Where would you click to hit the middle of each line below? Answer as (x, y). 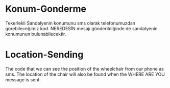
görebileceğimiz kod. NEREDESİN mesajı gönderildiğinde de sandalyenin (81, 28)
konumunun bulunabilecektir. (36, 34)
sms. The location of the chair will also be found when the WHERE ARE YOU (85, 74)
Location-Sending (44, 55)
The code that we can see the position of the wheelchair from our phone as (85, 69)
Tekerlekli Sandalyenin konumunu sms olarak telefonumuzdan (70, 23)
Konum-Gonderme (46, 9)
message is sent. (23, 79)
